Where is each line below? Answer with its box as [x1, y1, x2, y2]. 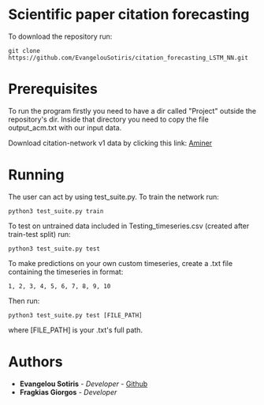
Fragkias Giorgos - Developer [19, 387, 117, 396]
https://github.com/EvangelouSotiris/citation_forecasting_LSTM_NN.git [8, 54, 248, 62]
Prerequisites [8, 81, 99, 98]
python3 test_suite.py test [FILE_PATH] [8, 311, 143, 319]
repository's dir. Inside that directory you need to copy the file [8, 114, 209, 124]
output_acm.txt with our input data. [8, 122, 122, 132]
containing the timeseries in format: [8, 267, 124, 276]
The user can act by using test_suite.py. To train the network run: [8, 192, 219, 201]
